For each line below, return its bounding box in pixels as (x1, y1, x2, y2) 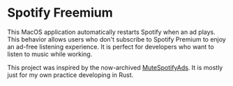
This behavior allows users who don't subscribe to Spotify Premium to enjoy (7, 35, 227, 43)
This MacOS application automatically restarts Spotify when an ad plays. (7, 28, 216, 36)
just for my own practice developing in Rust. (7, 71, 134, 79)
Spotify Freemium (7, 5, 113, 21)
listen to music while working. (7, 50, 93, 58)
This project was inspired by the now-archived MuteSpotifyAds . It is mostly (7, 63, 223, 71)
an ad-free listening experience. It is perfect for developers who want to (7, 42, 214, 51)
